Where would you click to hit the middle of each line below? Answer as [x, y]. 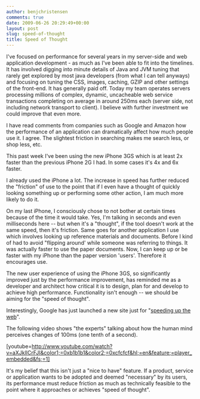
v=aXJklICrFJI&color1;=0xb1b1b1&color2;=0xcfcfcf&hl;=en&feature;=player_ [99, 353]
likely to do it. [23, 199]
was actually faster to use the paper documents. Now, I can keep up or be [97, 249]
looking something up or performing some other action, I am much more [95, 193]
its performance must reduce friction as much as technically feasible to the [99, 383]
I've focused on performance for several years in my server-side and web [97, 57]
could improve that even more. [44, 114]
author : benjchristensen [37, 12]
